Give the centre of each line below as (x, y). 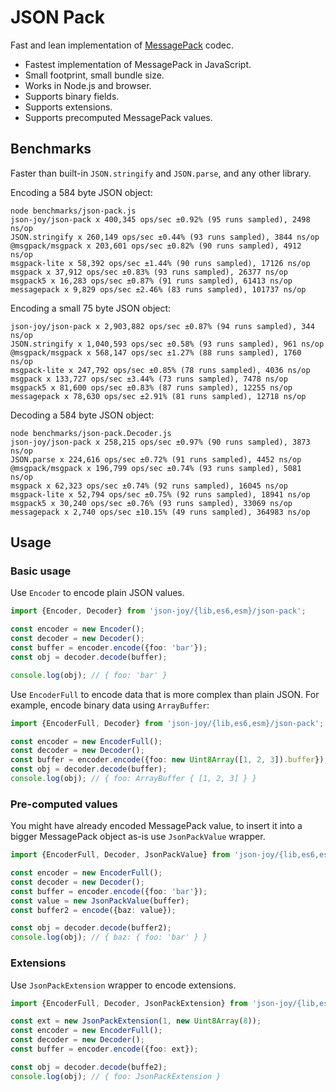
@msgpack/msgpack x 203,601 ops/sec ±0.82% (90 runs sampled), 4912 (156, 246)
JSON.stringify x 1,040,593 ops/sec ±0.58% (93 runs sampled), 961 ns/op (167, 344)
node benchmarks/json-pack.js (73, 211)
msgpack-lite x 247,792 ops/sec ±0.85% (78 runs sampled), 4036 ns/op (160, 370)
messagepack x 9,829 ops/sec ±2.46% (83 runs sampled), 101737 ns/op (158, 289)
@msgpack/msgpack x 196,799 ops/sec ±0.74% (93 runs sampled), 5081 (156, 468)
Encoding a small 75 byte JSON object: (91, 308)
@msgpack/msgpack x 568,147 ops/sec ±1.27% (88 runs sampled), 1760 (156, 352)
